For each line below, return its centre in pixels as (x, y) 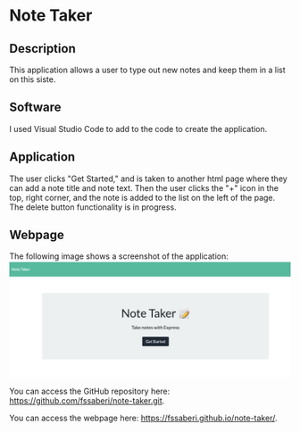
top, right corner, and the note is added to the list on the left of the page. (142, 197)
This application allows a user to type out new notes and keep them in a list (147, 70)
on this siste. (33, 79)
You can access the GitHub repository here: (90, 391)
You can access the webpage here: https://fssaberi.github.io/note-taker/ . (143, 418)
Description (42, 49)
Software (35, 108)
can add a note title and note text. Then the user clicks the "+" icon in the (144, 187)
